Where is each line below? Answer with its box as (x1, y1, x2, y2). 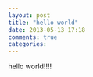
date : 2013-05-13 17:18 (8, 26, 86, 33)
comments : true (8, 33, 58, 41)
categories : (8, 40, 47, 48)
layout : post (8, 11, 51, 19)
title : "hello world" (8, 19, 79, 26)
